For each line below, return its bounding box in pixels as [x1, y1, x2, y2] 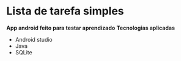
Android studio [15, 36, 53, 43]
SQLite [15, 48, 32, 56]
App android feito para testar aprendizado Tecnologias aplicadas [6, 24, 175, 31]
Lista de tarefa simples [6, 4, 124, 18]
